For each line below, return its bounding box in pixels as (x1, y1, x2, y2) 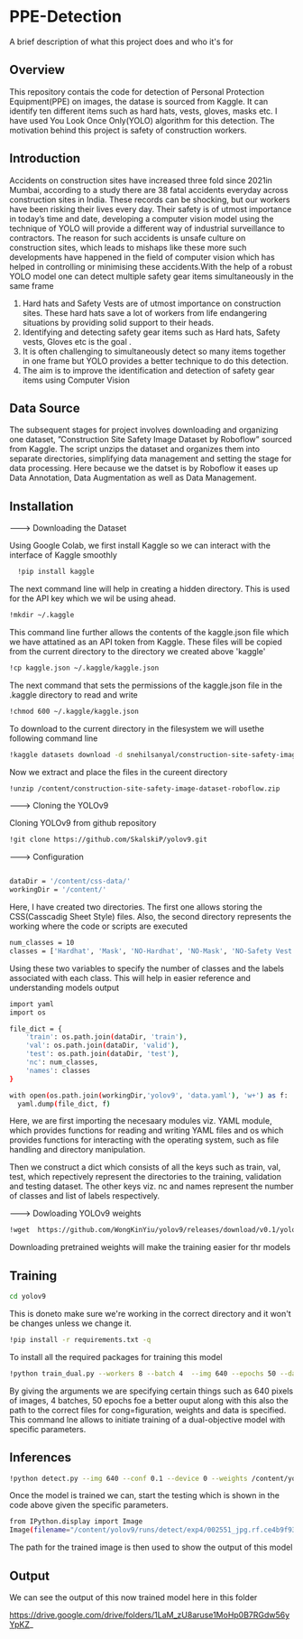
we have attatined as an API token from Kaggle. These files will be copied (9, 636, 282, 647)
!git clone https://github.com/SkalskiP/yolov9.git (9, 835, 207, 845)
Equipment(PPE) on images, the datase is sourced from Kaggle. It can (9, 96, 269, 106)
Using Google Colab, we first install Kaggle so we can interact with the (9, 540, 271, 551)
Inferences (9, 1450, 72, 1466)
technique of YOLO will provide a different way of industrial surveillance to (9, 223, 286, 234)
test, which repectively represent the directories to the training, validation (9, 1171, 282, 1182)
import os (9, 1008, 47, 1017)
